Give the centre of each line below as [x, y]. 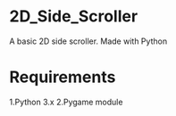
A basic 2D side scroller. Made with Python [88, 41]
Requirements [63, 77]
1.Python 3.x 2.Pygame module [66, 102]
